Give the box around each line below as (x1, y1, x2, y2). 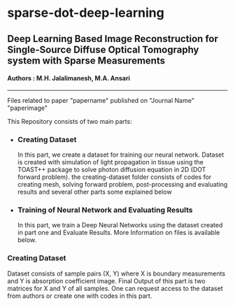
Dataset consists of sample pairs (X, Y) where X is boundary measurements (7, 269, 226, 278)
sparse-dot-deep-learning (7, 5, 164, 21)
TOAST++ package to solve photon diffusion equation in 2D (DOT (17, 166, 206, 174)
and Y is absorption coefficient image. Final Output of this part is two (7, 276, 206, 285)
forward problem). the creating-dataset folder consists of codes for (17, 173, 212, 181)
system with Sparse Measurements (7, 55, 166, 66)
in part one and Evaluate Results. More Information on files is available (17, 229, 220, 237)
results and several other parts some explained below (17, 187, 173, 197)
